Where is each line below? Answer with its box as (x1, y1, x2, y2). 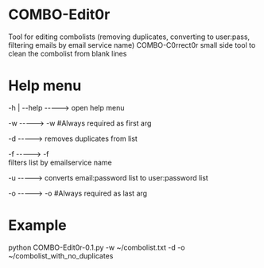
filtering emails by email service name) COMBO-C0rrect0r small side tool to (8, 40, 256, 49)
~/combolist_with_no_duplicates (8, 251, 114, 260)
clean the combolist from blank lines (8, 49, 127, 58)
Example (8, 216, 67, 235)
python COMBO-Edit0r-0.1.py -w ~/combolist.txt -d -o (8, 243, 185, 252)
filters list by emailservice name (8, 157, 113, 167)
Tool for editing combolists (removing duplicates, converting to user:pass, (8, 32, 250, 41)
